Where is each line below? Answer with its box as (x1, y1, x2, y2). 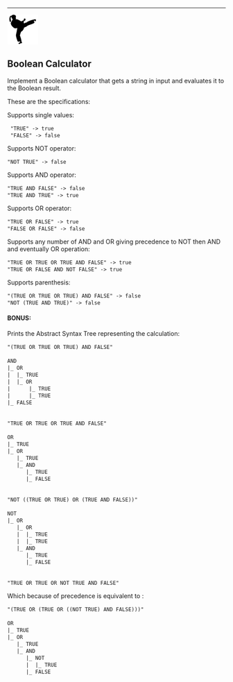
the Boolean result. (7, 84, 61, 92)
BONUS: (7, 314, 31, 323)
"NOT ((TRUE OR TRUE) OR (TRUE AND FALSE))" (7, 497, 138, 504)
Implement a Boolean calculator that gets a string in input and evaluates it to (7, 76, 224, 85)
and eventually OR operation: (7, 244, 90, 253)
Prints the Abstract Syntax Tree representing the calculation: (7, 330, 180, 338)
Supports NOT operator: (7, 144, 76, 153)
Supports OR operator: (7, 204, 72, 212)
